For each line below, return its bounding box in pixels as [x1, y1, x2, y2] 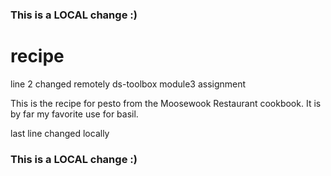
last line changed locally [10, 127, 110, 139]
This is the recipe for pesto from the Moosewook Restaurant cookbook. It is [10, 97, 322, 109]
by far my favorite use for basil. [10, 108, 139, 120]
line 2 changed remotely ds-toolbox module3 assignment [10, 78, 247, 90]
